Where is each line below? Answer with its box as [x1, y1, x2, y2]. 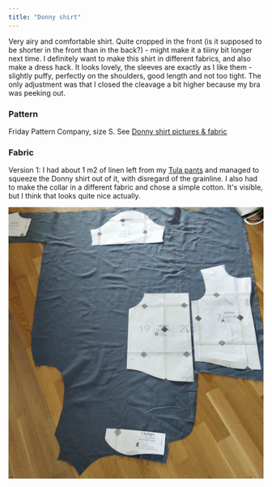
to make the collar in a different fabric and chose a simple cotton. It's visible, [8, 182, 263, 192]
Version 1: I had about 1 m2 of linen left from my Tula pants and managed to [8, 165, 260, 175]
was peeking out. [8, 88, 66, 97]
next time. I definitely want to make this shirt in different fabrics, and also [8, 53, 251, 63]
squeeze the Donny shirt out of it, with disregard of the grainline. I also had [8, 174, 257, 184]
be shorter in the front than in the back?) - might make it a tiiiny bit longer [8, 45, 253, 54]
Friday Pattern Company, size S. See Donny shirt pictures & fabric [8, 126, 227, 136]
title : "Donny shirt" [8, 13, 82, 21]
